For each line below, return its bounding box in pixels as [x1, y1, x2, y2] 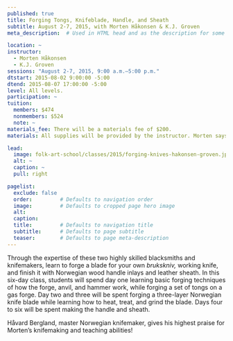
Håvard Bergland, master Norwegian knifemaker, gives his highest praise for [7, 318, 225, 326]
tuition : [7, 100, 33, 107]
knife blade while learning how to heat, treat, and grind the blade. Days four [7, 297, 223, 306]
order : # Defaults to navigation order [13, 195, 154, 203]
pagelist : [7, 183, 36, 190]
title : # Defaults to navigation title [13, 222, 154, 229]
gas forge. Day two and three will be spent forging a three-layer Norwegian [7, 290, 222, 299]
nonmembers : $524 [13, 113, 64, 120]
